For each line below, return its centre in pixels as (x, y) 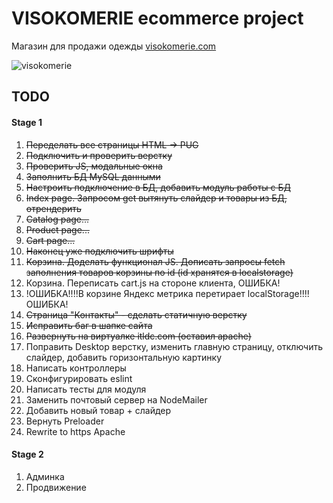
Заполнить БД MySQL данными (93, 176)
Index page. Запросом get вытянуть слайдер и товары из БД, (156, 198)
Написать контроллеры (76, 368)
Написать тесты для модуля (86, 389)
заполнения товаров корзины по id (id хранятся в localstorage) (159, 272)
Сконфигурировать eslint (79, 378)
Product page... (57, 229)
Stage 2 (27, 454)
